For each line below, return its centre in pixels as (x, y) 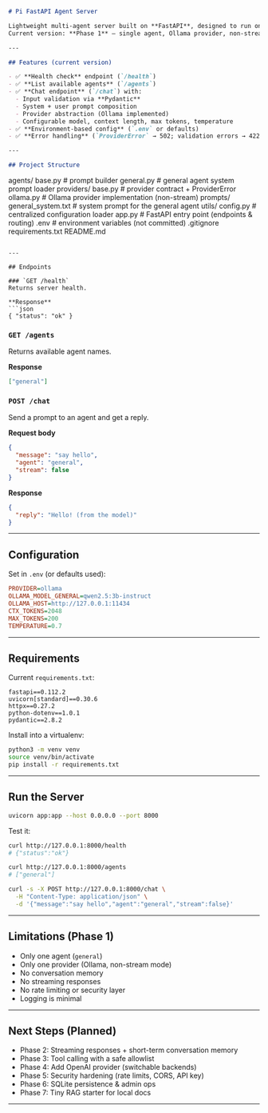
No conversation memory (61, 973)
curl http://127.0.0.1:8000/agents (67, 867)
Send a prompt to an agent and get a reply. (79, 418)
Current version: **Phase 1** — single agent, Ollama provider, (117, 33)
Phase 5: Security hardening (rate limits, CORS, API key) (112, 1075)
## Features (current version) (60, 62)
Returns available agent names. (60, 351)
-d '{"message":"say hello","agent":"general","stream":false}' (124, 904)
